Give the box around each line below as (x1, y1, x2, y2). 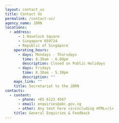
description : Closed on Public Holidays (22, 61, 105, 66)
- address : (9, 30, 32, 34)
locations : (5, 25, 27, 30)
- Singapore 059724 (17, 39, 57, 44)
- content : (9, 92, 32, 97)
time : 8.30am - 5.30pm (22, 70, 68, 75)
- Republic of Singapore (17, 43, 68, 48)
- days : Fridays (17, 66, 51, 71)
